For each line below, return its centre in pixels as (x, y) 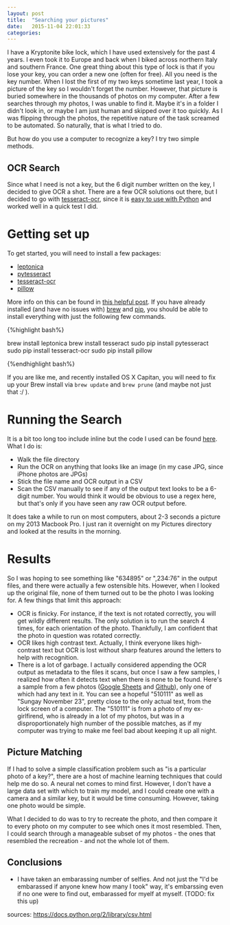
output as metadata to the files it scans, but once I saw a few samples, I (118, 672)
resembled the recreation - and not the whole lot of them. (88, 840)
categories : (24, 33)
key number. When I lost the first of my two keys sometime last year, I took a (115, 82)
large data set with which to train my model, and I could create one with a (111, 791)
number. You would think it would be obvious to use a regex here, (124, 496)
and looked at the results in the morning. (64, 531)
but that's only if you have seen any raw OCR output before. (102, 503)
